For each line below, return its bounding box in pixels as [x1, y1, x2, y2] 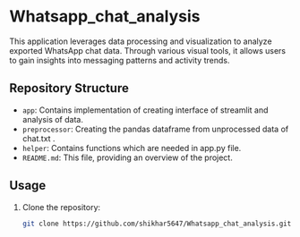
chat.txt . [21, 132, 56, 144]
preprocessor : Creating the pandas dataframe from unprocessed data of [21, 123, 289, 134]
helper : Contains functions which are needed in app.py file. [21, 142, 242, 153]
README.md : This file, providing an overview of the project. [21, 152, 233, 163]
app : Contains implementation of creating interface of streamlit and [21, 105, 269, 115]
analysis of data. [21, 114, 83, 124]
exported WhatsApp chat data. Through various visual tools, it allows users [9, 45, 287, 55]
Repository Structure [9, 80, 130, 96]
